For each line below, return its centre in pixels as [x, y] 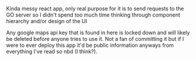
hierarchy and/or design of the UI [47, 21]
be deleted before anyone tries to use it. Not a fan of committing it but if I [95, 39]
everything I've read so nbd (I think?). [52, 52]
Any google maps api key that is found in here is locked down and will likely [98, 33]
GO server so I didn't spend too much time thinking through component [93, 15]
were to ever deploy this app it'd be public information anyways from [90, 45]
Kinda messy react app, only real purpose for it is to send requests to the [95, 9]
